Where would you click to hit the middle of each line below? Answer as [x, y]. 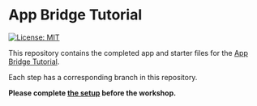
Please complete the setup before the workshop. [92, 93]
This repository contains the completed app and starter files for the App [128, 53]
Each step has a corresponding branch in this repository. [103, 77]
